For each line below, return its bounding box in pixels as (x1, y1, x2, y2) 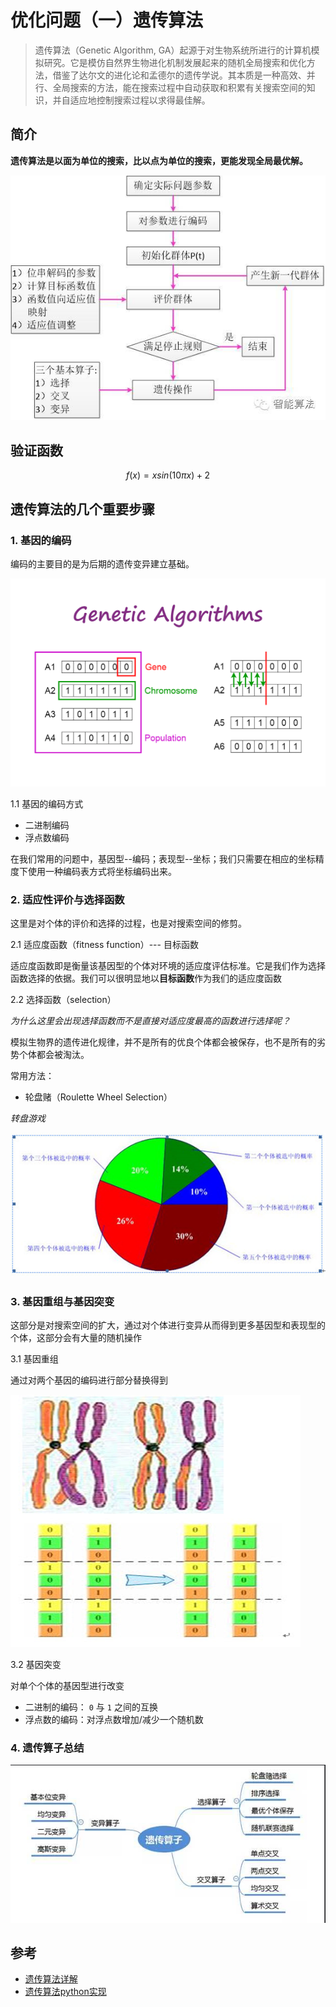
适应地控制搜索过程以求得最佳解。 (69, 94, 211, 106)
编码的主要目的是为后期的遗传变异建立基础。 (10, 557, 195, 570)
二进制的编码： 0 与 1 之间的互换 (24, 1701, 158, 1713)
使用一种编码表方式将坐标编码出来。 (27, 866, 177, 878)
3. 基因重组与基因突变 (10, 1294, 115, 1308)
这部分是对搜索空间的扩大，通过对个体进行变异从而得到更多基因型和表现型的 (10, 1319, 326, 1331)
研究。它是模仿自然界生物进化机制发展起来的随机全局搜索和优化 (43, 56, 307, 68)
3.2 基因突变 (10, 1658, 62, 1670)
